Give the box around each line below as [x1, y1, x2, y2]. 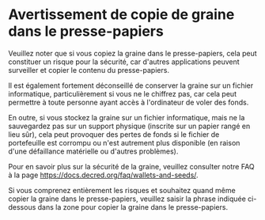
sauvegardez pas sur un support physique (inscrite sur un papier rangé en [8, 121, 251, 131]
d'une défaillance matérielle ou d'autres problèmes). [8, 146, 179, 156]
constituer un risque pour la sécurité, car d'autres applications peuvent [8, 57, 240, 66]
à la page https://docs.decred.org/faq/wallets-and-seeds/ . [8, 170, 199, 180]
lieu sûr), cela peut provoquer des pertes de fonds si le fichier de [8, 129, 220, 139]
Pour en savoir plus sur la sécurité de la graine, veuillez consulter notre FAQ [8, 161, 255, 171]
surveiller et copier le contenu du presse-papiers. [8, 65, 170, 74]
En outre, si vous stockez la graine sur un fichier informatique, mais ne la [8, 112, 245, 122]
